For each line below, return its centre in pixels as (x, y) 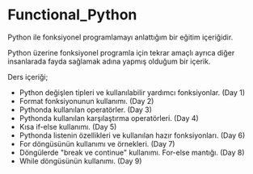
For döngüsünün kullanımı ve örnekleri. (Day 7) (97, 143)
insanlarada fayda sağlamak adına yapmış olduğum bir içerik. (109, 61)
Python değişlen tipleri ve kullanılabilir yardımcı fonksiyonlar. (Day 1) (132, 92)
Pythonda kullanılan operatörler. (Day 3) (86, 110)
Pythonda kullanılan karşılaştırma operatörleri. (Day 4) (109, 118)
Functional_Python (72, 15)
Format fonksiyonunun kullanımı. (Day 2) (86, 101)
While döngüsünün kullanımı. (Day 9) (80, 161)
